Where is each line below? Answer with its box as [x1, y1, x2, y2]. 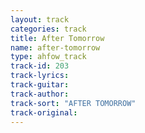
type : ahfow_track [10, 52, 87, 62]
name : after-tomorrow [10, 42, 101, 53]
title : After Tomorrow [10, 33, 105, 43]
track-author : [10, 89, 70, 99]
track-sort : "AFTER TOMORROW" [10, 98, 137, 108]
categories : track [10, 24, 87, 34]
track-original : [10, 107, 78, 118]
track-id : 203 [10, 61, 70, 71]
